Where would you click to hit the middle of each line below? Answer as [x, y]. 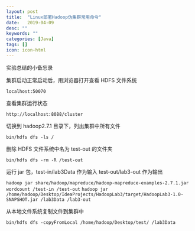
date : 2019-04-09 [30, 22]
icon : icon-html [26, 50]
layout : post [22, 12]
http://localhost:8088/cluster [45, 114]
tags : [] [17, 45]
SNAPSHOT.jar [22, 199]
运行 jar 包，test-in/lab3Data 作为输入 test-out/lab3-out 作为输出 [84, 171]
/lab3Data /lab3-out [66, 199]
